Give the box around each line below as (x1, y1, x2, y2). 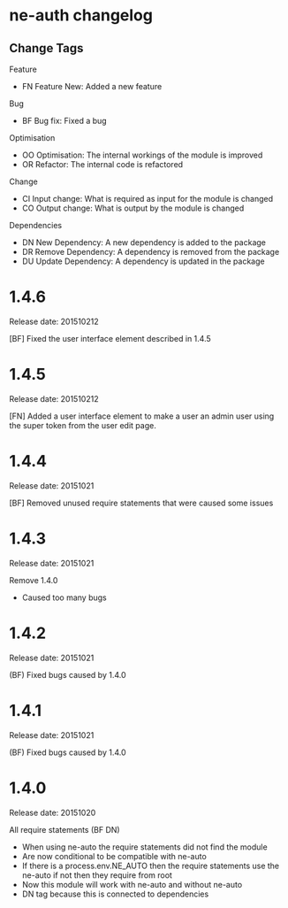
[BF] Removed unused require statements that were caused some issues (9, 497, 274, 508)
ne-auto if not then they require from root (21, 869, 172, 881)
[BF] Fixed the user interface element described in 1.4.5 (9, 333, 212, 343)
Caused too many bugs (21, 592, 108, 603)
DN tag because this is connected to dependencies (21, 889, 209, 899)
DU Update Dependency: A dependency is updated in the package (21, 256, 265, 266)
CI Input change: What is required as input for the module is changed (21, 194, 274, 204)
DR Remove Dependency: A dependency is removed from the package (21, 247, 280, 257)
